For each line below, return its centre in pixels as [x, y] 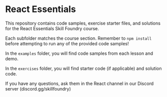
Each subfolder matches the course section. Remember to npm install [78, 38]
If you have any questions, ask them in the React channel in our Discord [79, 83]
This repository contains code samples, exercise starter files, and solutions [83, 23]
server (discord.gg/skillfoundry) [38, 88]
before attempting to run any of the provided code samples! [67, 43]
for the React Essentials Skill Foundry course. [52, 28]
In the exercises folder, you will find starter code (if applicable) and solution [83, 68]
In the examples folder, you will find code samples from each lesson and [79, 53]
